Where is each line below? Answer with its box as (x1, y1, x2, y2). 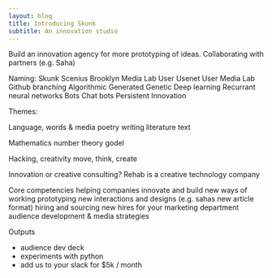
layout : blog (8, 11, 53, 20)
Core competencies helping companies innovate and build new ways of (8, 185, 248, 195)
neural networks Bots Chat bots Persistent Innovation (8, 91, 187, 101)
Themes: (8, 106, 38, 116)
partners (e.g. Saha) (8, 58, 76, 67)
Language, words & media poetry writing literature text (8, 123, 191, 132)
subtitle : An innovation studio (8, 27, 118, 35)
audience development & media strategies (8, 211, 149, 221)
